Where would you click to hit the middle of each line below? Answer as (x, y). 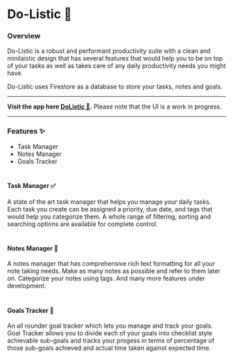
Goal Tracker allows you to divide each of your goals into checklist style (110, 333)
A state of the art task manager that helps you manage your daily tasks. (109, 202)
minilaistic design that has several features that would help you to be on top (115, 58)
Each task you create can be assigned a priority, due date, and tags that (110, 209)
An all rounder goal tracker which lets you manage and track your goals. (110, 326)
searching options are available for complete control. (83, 224)
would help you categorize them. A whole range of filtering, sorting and (109, 216)
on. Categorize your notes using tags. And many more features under (106, 278)
